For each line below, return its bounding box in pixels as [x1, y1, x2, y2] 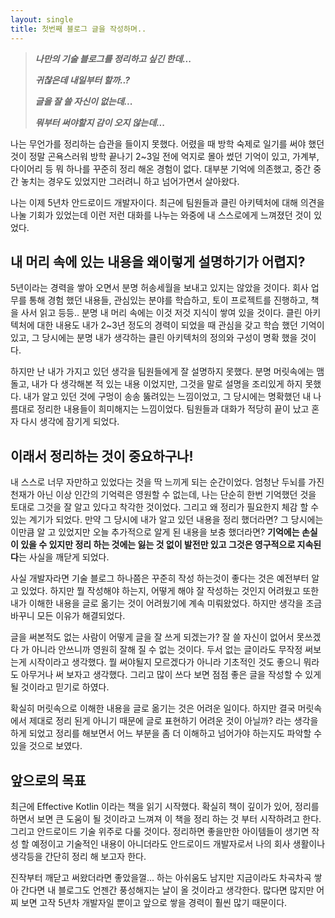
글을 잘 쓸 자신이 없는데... [34, 95, 133, 107]
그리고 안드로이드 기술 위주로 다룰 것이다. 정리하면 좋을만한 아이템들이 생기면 [10, 825, 310, 837]
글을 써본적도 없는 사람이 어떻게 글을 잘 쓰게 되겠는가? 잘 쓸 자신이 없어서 [10, 631, 295, 643]
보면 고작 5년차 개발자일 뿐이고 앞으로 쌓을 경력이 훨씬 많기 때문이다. [20, 896, 288, 908]
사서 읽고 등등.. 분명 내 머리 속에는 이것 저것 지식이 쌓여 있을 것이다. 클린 [20, 307, 303, 319]
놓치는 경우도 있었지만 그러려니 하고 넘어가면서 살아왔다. [20, 175, 240, 187]
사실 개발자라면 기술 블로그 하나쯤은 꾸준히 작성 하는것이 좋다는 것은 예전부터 [10, 572, 310, 585]
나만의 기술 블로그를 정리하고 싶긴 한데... [34, 52, 192, 65]
